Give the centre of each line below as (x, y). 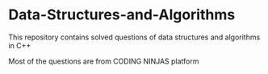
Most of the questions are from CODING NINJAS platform (104, 61)
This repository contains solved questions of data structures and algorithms (134, 37)
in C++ (20, 45)
